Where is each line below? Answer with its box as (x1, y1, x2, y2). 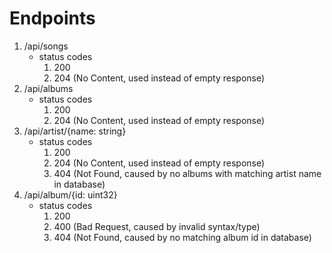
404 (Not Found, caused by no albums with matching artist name (53, 167, 322, 179)
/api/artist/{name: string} (23, 125, 127, 137)
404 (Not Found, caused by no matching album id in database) (53, 231, 312, 243)
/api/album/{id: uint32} (23, 188, 118, 201)
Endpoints (9, 7, 96, 30)
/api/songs (23, 40, 69, 52)
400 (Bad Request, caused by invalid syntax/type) (53, 220, 261, 232)
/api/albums (23, 82, 74, 94)
